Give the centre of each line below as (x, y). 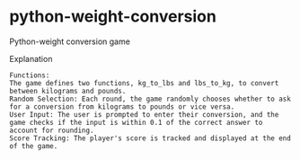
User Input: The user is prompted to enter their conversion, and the (144, 114)
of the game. (34, 146)
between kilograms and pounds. (68, 91)
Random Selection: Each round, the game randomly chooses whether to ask (150, 99)
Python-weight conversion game (70, 41)
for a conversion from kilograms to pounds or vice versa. (122, 107)
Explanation (31, 58)
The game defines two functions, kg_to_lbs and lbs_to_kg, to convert (144, 83)
